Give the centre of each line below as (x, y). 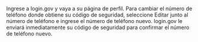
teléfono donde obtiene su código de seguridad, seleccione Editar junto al (97, 15)
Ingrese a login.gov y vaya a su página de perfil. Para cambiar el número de (99, 9)
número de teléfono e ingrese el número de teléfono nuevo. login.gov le (94, 21)
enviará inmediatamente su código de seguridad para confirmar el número (98, 27)
